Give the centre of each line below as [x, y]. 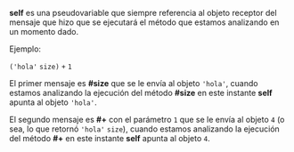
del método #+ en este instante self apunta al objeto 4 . [110, 138]
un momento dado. [44, 32]
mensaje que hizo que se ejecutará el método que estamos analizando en [144, 22]
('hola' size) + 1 [41, 67]
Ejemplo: [25, 49]
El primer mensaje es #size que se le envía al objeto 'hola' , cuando [134, 83]
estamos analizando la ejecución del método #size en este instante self [141, 93]
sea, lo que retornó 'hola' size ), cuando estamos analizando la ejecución [145, 129]
